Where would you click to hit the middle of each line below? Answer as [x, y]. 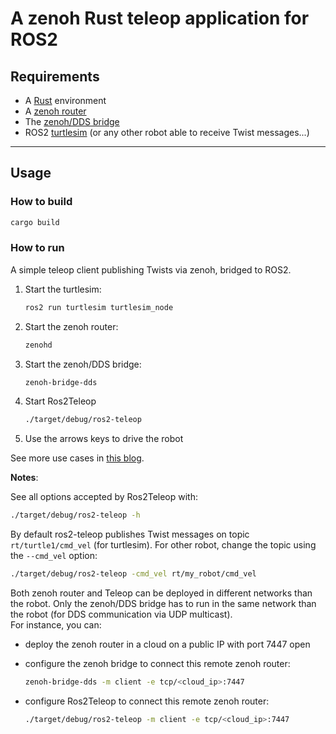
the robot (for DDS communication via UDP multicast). [121, 614]
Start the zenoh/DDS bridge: [83, 364]
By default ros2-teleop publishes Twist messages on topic [130, 534]
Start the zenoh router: [71, 326]
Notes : [24, 478]
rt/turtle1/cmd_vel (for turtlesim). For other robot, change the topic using [163, 545]
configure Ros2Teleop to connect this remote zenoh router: [147, 701]
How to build [41, 202]
